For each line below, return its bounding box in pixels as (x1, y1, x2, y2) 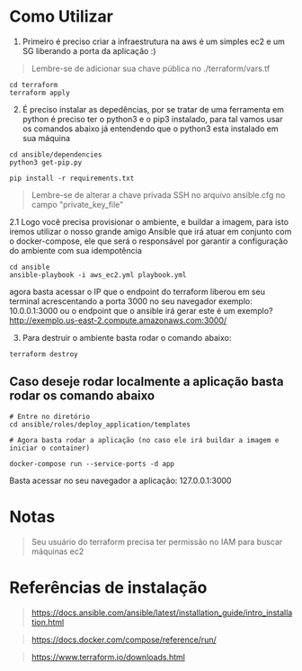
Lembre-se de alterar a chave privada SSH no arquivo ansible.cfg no (31, 189, 286, 200)
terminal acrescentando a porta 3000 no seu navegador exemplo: (9, 295, 253, 307)
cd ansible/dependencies (9, 150, 102, 159)
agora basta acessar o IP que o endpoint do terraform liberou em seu (9, 286, 265, 297)
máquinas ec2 (31, 546, 84, 557)
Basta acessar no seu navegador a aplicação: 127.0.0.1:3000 (9, 475, 232, 486)
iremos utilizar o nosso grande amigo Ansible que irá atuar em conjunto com (9, 226, 292, 237)
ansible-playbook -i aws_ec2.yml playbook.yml (9, 270, 187, 280)
